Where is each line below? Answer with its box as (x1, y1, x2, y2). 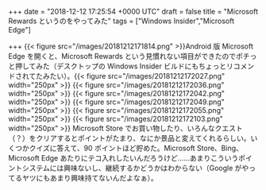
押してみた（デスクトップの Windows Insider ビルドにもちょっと (14, 61, 227, 71)
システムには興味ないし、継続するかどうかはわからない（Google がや (21, 163, 249, 173)
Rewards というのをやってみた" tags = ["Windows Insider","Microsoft (8, 16, 235, 25)
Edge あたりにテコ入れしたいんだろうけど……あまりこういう (40, 153, 239, 162)
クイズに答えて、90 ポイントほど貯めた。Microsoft (29, 143, 196, 153)
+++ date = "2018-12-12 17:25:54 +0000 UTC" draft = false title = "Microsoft (8, 7, 259, 16)
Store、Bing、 (197, 143, 244, 153)
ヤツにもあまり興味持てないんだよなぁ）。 (21, 173, 158, 182)
